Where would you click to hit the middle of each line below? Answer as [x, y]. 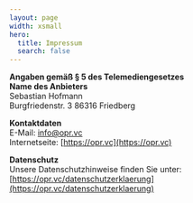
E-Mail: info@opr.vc [46, 133]
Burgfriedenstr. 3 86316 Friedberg [73, 106]
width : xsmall [36, 26]
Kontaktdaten [36, 124]
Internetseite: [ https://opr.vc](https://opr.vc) [91, 143]
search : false [44, 51]
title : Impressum [50, 43]
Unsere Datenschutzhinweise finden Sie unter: [96, 170]
